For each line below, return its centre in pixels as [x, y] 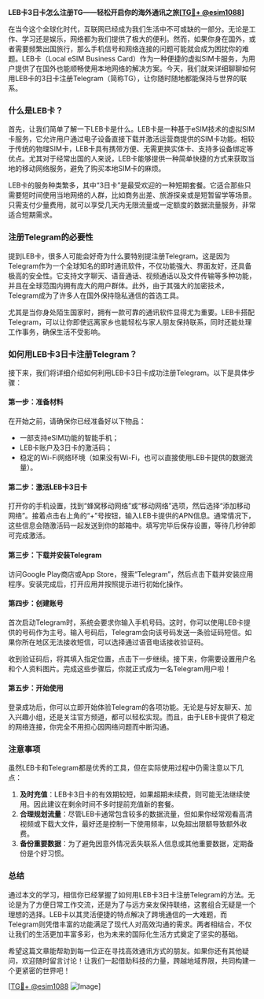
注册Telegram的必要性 [51, 237]
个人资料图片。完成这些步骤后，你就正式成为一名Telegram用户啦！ [123, 668]
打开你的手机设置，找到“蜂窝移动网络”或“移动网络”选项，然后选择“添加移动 [129, 506]
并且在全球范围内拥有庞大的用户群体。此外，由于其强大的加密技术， [118, 285]
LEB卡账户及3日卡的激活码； [66, 448]
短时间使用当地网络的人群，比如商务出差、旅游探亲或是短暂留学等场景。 [139, 195]
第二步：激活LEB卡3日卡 [48, 487]
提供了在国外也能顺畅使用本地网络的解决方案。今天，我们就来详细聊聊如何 [135, 69]
